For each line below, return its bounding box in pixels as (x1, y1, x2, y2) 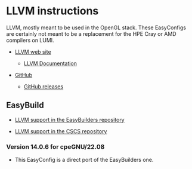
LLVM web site (14, 48, 52, 55)
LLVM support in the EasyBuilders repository (14, 116, 125, 123)
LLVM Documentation (23, 60, 78, 67)
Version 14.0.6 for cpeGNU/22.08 (6, 142, 105, 150)
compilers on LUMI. (6, 36, 55, 44)
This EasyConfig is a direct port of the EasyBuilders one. (14, 156, 154, 164)
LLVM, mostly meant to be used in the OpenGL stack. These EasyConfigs (6, 24, 187, 31)
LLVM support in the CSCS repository (14, 127, 107, 135)
